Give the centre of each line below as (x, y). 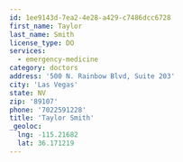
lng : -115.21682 (48, 135)
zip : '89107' (34, 101)
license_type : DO (42, 43)
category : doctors (44, 68)
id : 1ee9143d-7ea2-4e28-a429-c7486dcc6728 (90, 18)
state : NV (28, 93)
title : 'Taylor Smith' (52, 118)
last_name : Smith (42, 34)
